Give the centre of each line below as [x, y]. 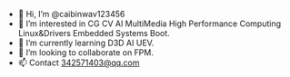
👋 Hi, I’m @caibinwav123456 [71, 14]
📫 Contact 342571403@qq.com [79, 63]
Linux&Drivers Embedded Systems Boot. [94, 33]
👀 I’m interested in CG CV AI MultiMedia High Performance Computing [150, 24]
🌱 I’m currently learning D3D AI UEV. [86, 43]
